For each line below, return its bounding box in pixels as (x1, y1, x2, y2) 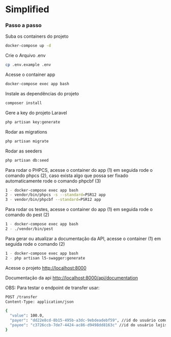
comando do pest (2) (5, 212, 49, 218)
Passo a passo (5, 22, 42, 29)
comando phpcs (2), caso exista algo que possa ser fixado (5, 172, 129, 178)
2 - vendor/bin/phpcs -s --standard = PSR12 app (5, 192, 106, 197)
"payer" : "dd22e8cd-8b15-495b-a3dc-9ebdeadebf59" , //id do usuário (10, 318, 156, 323)
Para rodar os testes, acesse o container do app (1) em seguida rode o (5, 206, 153, 213)
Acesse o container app (5, 71, 55, 77)
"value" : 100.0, (10, 313, 44, 318)
